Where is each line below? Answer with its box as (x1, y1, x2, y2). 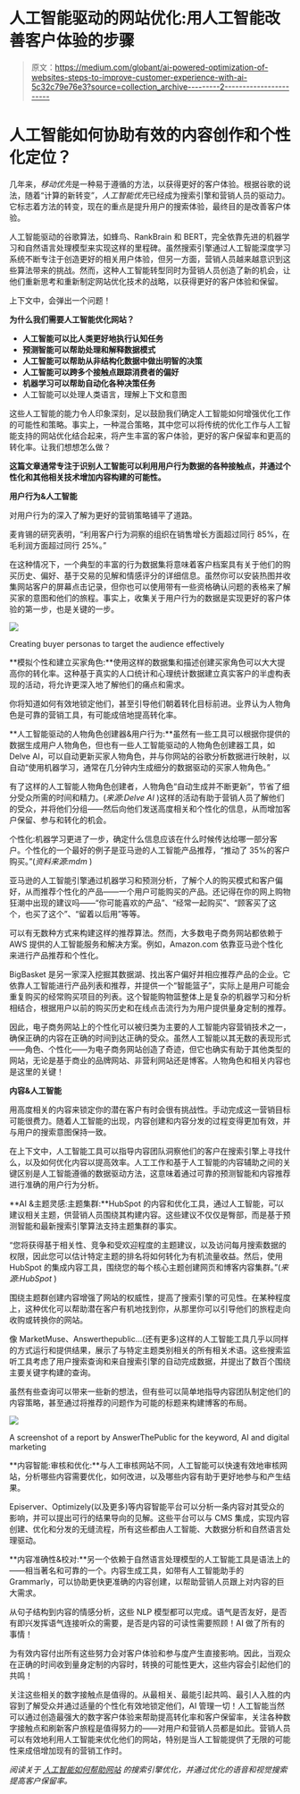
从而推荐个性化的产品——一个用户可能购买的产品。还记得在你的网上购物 (24, 886, 291, 897)
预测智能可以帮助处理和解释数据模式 (21, 344, 156, 354)
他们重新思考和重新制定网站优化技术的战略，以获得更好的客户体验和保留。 (9, 276, 283, 286)
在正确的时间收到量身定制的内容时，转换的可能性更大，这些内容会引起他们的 (9, 1659, 291, 1670)
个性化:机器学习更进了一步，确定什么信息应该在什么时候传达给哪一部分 (9, 833, 271, 844)
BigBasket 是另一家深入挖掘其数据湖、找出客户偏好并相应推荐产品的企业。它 (9, 968, 291, 980)
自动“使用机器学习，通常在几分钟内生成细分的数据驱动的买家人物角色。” (9, 761, 271, 772)
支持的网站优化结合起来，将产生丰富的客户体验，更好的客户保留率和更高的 (16, 430, 291, 441)
